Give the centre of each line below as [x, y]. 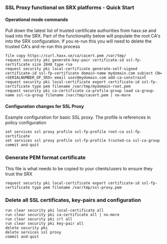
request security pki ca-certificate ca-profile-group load [69, 91]
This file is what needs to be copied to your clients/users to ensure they [79, 168]
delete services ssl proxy [33, 232]
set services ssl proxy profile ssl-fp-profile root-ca [64, 132]
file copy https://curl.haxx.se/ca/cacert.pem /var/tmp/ [66, 56]
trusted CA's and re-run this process [43, 47]
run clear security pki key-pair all [44, 223]
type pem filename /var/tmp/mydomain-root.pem [81, 87]
